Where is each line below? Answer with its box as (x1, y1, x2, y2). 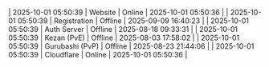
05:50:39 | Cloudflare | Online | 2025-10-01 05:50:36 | (8, 50, 188, 59)
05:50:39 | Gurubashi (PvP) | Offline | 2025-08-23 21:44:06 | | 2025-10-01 (8, 41, 255, 51)
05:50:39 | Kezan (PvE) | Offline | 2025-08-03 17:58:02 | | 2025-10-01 (8, 33, 239, 42)
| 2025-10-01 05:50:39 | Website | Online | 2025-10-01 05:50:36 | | (8, 8, 229, 17)
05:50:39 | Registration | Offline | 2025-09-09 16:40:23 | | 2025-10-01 (17, 16, 249, 26)
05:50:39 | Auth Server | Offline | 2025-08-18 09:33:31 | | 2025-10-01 (8, 25, 238, 33)
